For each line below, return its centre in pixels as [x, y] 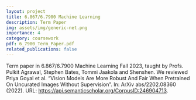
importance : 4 [23, 33]
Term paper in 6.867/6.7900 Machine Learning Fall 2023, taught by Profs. [95, 66]
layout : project [26, 11]
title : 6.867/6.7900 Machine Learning [53, 17]
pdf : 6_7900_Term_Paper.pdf [40, 44]
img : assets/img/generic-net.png [47, 28]
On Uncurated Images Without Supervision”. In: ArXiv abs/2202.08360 [91, 84]
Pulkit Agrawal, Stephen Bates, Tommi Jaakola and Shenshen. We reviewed [97, 72]
